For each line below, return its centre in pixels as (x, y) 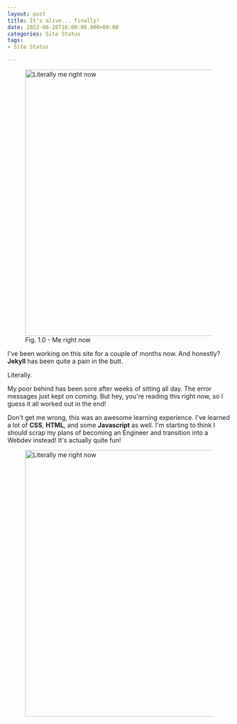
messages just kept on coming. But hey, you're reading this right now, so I (115, 396)
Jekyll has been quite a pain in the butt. (65, 361)
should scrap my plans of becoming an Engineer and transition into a (108, 433)
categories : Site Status (44, 34)
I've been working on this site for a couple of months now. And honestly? (114, 353)
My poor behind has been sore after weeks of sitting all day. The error (110, 389)
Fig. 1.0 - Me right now (58, 340)
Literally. (20, 375)
